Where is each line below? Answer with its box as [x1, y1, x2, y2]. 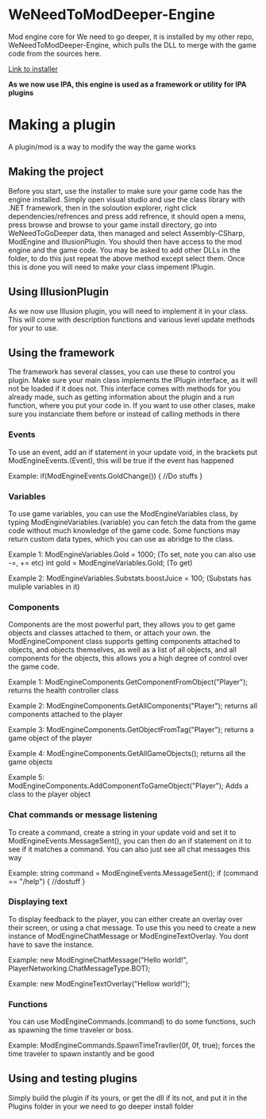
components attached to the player [8, 709, 123, 720]
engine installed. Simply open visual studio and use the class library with [8, 195, 246, 204]
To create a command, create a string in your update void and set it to [8, 828, 237, 837]
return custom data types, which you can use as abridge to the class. [8, 534, 235, 543]
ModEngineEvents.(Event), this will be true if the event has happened [8, 455, 234, 465]
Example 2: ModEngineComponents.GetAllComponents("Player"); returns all [8, 701, 258, 711]
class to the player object [8, 789, 91, 799]
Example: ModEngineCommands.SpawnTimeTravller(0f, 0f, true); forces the [8, 1040, 256, 1050]
